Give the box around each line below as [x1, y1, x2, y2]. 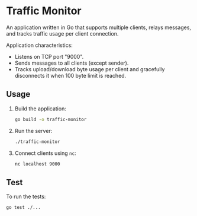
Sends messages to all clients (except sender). [14, 59, 129, 66]
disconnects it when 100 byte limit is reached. [14, 72, 127, 79]
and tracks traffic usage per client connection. [6, 30, 119, 37]
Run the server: [14, 127, 53, 134]
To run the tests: [6, 193, 46, 200]
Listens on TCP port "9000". [14, 53, 84, 60]
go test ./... [6, 205, 41, 211]
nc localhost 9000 [14, 161, 60, 167]
